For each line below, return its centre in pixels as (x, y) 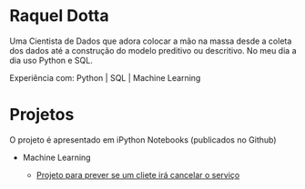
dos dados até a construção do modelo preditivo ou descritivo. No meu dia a (153, 50)
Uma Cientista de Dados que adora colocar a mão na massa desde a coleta (151, 41)
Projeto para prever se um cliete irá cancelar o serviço (138, 174)
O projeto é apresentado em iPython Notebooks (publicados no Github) (143, 139)
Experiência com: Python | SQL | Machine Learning (105, 77)
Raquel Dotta (59, 16)
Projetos (42, 115)
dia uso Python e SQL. (51, 60)
